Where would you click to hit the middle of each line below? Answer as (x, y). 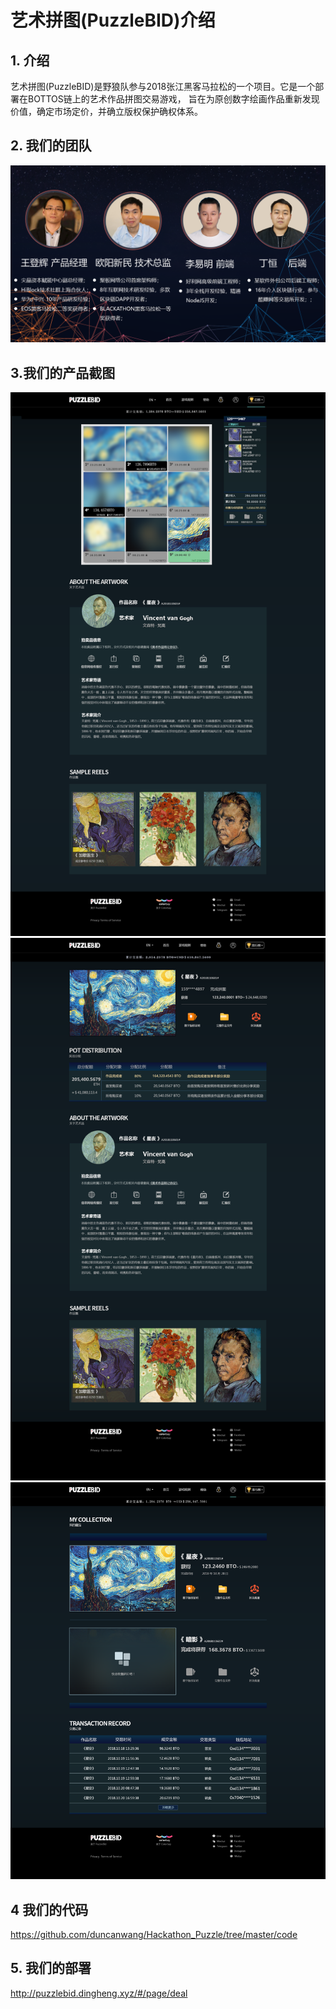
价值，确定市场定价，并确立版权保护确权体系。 (106, 111)
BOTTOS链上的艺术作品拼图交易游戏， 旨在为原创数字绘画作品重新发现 (173, 99)
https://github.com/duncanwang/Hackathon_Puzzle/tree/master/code (154, 1934)
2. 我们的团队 (51, 146)
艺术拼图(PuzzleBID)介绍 (113, 20)
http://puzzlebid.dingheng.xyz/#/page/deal (99, 1993)
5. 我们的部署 (51, 1968)
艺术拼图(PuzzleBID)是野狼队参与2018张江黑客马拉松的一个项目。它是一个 (163, 86)
